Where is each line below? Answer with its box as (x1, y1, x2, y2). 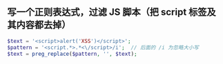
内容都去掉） (16, 19, 71, 31)
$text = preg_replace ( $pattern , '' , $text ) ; (7, 50, 137, 57)
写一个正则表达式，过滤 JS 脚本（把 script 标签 (7, 6, 207, 18)
